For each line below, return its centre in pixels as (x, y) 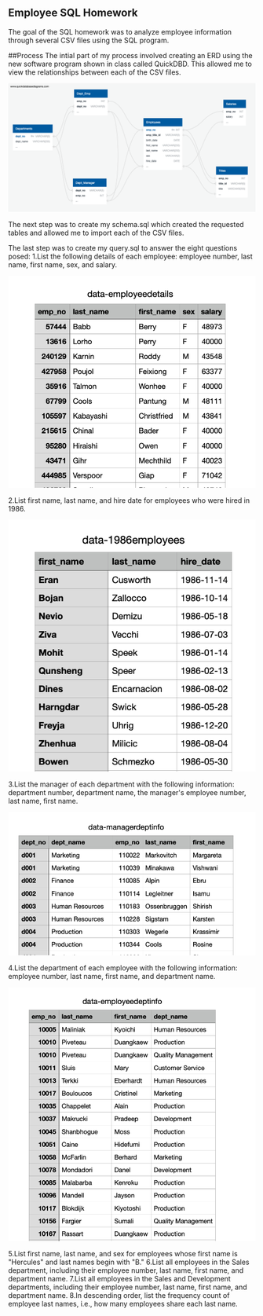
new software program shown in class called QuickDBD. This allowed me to (130, 64)
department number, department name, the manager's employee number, (127, 793)
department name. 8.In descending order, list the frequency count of (119, 1296)
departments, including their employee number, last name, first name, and (128, 1287)
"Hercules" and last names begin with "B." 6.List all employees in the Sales (129, 1262)
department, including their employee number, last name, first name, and (126, 1270)
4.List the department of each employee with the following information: (123, 968)
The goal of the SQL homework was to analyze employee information (120, 31)
